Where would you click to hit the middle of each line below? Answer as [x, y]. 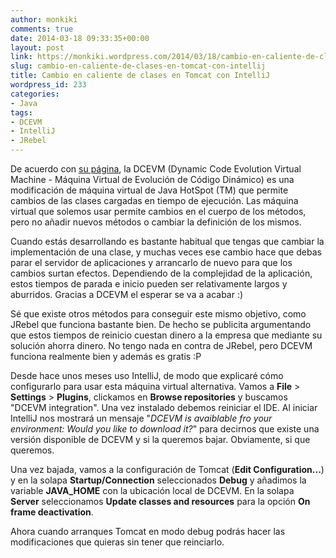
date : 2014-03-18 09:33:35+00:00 [80, 38]
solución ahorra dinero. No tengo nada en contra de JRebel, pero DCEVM [161, 345]
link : [21, 57]
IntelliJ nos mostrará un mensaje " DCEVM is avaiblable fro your [141, 418]
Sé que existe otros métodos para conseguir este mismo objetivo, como [158, 314]
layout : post [37, 47]
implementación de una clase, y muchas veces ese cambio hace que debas [166, 252]
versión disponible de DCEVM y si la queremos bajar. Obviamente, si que [160, 439]
